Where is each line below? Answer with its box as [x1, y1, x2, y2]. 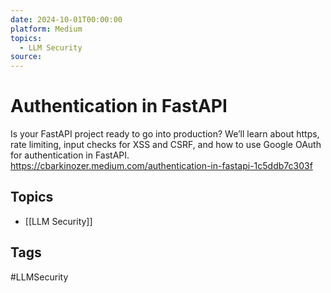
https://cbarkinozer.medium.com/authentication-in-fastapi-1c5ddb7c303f [10, 160, 313, 172]
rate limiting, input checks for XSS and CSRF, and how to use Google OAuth [10, 139, 322, 151]
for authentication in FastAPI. [10, 149, 130, 161]
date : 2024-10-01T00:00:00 [10, 14, 123, 25]
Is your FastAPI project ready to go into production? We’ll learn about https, [10, 128, 320, 140]
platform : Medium [10, 24, 83, 34]
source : [10, 52, 43, 62]
